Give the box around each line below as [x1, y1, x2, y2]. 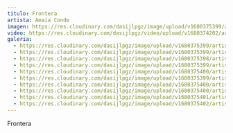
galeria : [7, 36, 33, 43]
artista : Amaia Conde [7, 17, 70, 24]
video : [7, 29, 26, 37]
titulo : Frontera [7, 10, 58, 17]
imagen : [7, 23, 30, 30]
